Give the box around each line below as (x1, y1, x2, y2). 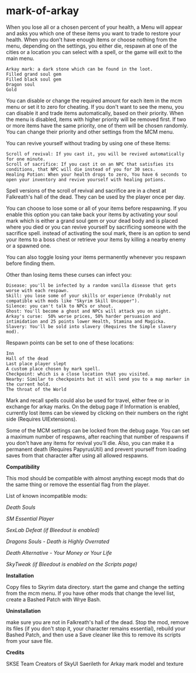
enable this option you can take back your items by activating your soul (6, 210, 178, 218)
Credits (6, 648, 25, 656)
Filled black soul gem (6, 76, 61, 82)
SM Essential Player (6, 515, 54, 522)
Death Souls (6, 504, 36, 511)
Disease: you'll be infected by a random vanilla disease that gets (6, 282, 177, 289)
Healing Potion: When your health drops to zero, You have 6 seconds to (6, 172, 187, 178)
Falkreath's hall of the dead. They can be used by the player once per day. (6, 193, 185, 200)
